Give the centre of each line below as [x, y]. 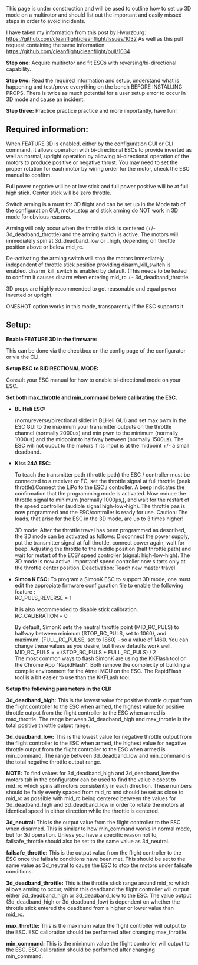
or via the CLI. [23, 357]
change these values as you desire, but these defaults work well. [93, 645]
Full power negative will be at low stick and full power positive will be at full [97, 186]
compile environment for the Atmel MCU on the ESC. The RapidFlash [98, 671]
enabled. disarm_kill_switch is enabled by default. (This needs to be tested [96, 270]
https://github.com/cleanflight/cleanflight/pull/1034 [68, 51]
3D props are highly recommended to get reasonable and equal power [91, 288]
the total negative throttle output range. [54, 762]
